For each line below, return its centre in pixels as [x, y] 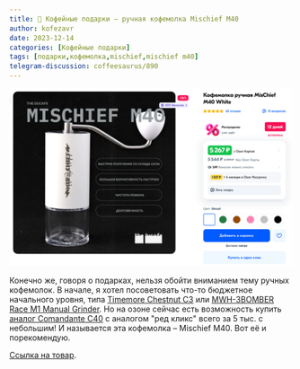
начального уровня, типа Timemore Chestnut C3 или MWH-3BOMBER [142, 299]
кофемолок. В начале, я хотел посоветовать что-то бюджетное [131, 290]
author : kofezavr [42, 28]
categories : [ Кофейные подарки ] [70, 48]
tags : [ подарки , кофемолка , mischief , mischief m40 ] [104, 57]
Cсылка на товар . [43, 355]
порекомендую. [40, 338]
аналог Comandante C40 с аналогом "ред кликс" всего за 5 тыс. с [136, 318]
